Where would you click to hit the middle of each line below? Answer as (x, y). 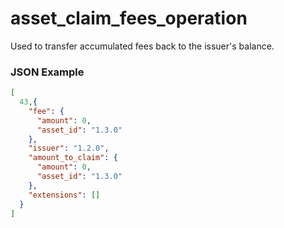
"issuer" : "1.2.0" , (69, 148)
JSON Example (47, 72)
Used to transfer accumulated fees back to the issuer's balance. (142, 46)
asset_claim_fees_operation (129, 18)
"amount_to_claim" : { (73, 158)
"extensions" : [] (64, 195)
